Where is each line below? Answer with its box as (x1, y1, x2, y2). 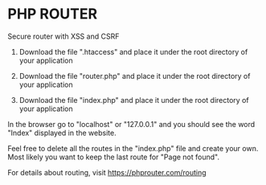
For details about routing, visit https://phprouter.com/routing (7, 167, 207, 177)
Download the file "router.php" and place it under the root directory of (18, 71, 251, 80)
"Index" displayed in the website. (7, 128, 117, 138)
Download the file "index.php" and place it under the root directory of (18, 95, 250, 105)
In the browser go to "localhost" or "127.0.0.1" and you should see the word (7, 119, 256, 129)
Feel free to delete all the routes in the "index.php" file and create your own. (7, 143, 259, 153)
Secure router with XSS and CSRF (7, 31, 120, 41)
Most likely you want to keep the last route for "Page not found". (7, 152, 220, 162)
